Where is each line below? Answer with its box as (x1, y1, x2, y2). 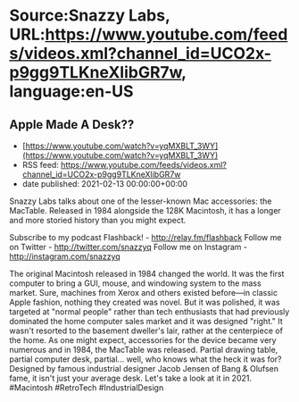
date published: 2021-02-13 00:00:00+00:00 (21, 179, 188, 188)
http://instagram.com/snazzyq (9, 251, 120, 262)
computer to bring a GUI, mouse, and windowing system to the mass (9, 278, 262, 289)
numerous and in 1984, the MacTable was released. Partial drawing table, (9, 345, 278, 355)
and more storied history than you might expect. (9, 215, 187, 225)
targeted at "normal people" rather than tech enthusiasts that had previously (9, 306, 290, 317)
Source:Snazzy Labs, (9, 5, 170, 26)
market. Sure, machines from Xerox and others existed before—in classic (9, 288, 278, 297)
